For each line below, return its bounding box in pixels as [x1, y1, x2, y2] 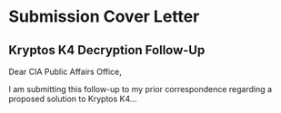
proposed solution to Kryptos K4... [8, 93, 137, 104]
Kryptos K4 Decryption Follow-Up [8, 42, 206, 58]
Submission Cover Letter [8, 6, 200, 27]
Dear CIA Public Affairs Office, [8, 66, 122, 77]
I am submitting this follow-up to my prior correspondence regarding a [8, 84, 273, 94]
